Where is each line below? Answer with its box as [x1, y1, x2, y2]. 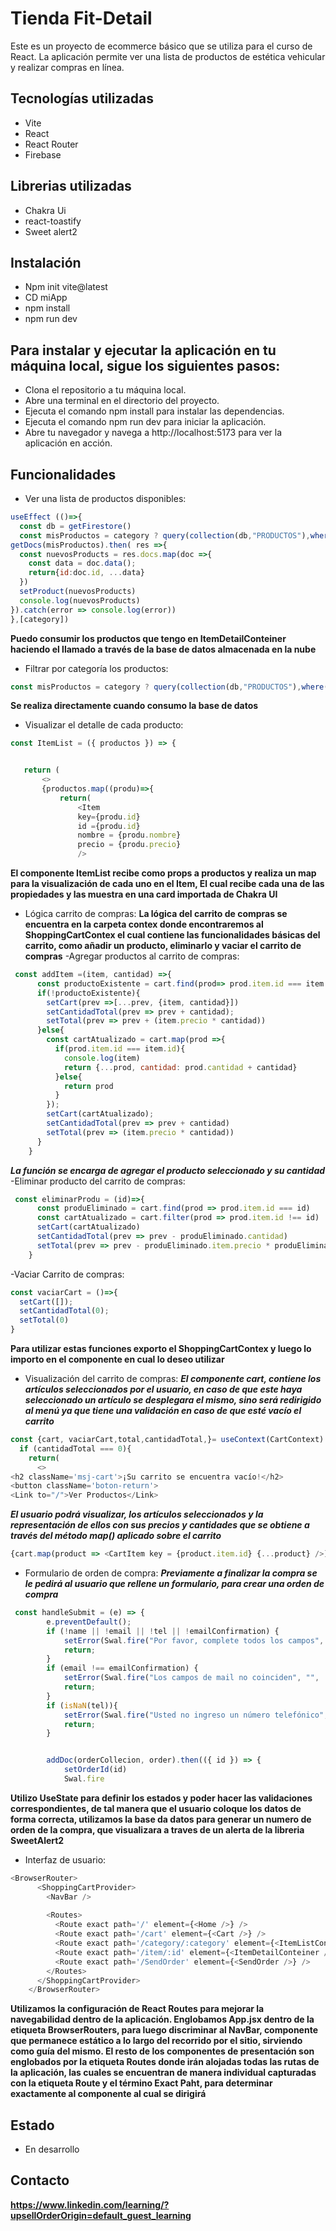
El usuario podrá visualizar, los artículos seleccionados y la [10, 1508, 264, 1521]
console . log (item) [63, 1053, 141, 1063]
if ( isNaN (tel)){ [46, 1700, 118, 1711]
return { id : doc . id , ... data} [28, 568, 145, 578]
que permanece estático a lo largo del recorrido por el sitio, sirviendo [10, 2035, 303, 2047]
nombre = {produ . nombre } [77, 830, 182, 841]
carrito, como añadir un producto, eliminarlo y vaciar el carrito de [24, 940, 302, 951]
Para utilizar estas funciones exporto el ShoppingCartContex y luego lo [10, 1343, 312, 1354]
